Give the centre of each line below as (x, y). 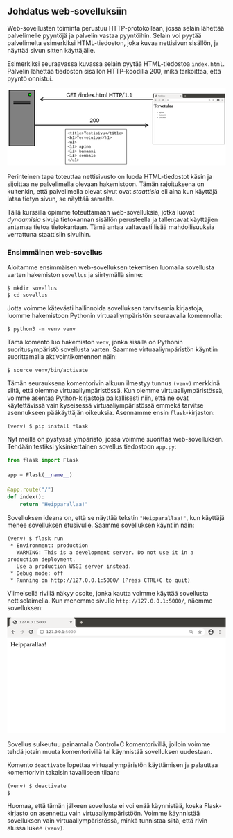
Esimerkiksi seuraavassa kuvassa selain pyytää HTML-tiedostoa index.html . (116, 64)
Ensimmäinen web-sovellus (55, 253)
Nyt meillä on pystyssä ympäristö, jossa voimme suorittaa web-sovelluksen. (115, 439)
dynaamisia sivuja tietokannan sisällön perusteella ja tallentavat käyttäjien (113, 220)
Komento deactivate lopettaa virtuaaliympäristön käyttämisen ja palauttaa (113, 765)
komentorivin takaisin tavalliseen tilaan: (63, 773)
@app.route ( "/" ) (31, 489)
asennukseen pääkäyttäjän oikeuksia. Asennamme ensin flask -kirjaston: (111, 413)
